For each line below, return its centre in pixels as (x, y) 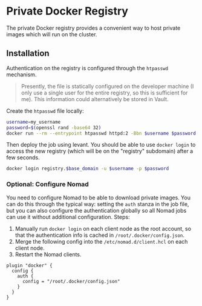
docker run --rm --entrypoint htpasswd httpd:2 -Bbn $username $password (101, 133)
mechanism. (21, 75)
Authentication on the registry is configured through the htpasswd (87, 68)
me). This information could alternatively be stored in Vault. (95, 99)
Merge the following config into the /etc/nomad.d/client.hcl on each (101, 241)
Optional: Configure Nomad (47, 184)
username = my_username (34, 122)
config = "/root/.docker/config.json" (71, 281)
